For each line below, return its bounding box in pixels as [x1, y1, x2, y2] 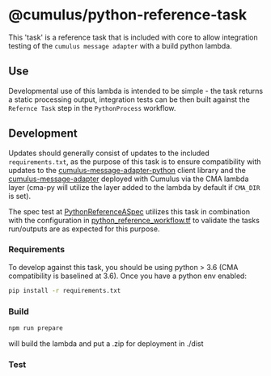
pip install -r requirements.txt [8, 286, 121, 294]
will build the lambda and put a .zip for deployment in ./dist [8, 338, 204, 349]
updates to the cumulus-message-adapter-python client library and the [8, 165, 247, 175]
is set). [8, 191, 31, 201]
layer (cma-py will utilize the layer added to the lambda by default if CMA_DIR [8, 182, 260, 192]
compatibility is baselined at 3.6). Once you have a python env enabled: [8, 271, 247, 281]
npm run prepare [8, 324, 63, 332]
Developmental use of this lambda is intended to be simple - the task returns [8, 86, 264, 95]
